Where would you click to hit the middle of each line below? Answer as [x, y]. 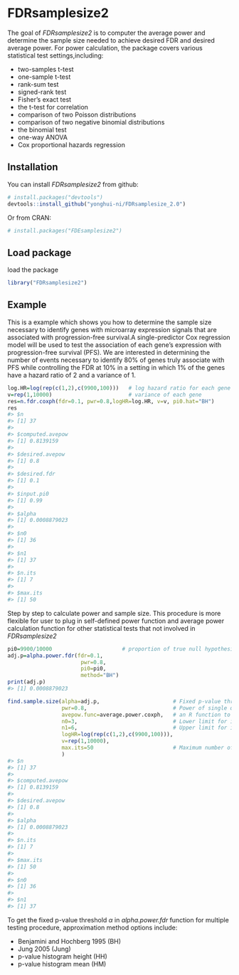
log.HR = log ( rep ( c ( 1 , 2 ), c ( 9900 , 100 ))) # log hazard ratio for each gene [119, 388]
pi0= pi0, [94, 669]
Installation [33, 167]
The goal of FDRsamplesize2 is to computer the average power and [106, 33]
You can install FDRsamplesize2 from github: [73, 184]
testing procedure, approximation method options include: [92, 927]
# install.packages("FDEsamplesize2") [65, 230]
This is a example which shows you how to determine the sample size [110, 322]
